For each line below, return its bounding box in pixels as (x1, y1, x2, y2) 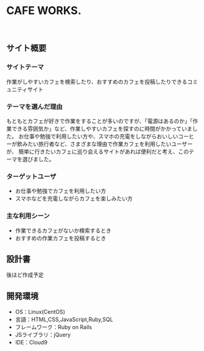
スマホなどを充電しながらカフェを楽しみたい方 (15, 195, 133, 202)
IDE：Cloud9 (15, 339, 47, 346)
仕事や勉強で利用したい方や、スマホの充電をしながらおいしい (23, 132, 178, 140)
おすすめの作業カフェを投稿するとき (15, 234, 107, 242)
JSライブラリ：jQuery (15, 331, 71, 339)
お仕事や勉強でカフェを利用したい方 (15, 187, 107, 195)
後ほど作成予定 (6, 271, 44, 278)
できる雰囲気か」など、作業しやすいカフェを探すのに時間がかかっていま (11, 125, 193, 132)
